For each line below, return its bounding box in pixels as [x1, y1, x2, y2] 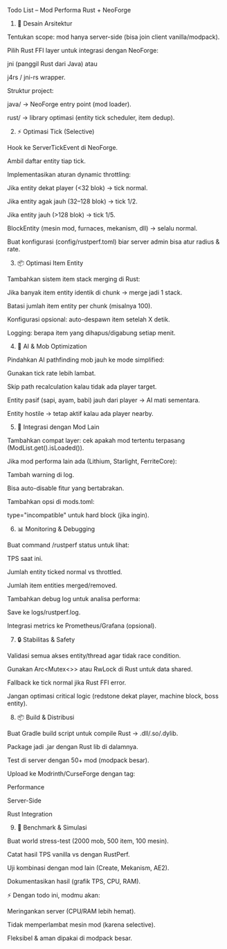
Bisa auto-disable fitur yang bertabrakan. [7, 484, 125, 492]
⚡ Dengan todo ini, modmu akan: [7, 891, 100, 899]
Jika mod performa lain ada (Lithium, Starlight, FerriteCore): [7, 457, 177, 465]
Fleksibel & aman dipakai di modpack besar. [7, 934, 133, 942]
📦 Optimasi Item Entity [17, 259, 84, 267]
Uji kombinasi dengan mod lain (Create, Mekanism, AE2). [7, 864, 170, 872]
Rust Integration [7, 810, 53, 818]
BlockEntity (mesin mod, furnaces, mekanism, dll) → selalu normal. [7, 224, 198, 232]
